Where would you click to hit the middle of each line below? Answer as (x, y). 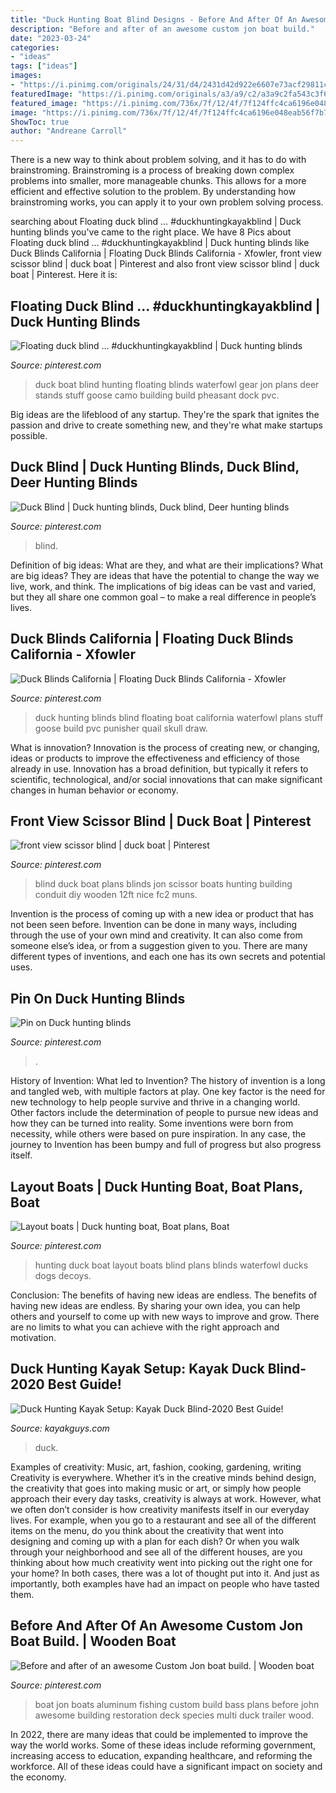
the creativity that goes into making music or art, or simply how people (156, 1488)
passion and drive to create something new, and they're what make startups (166, 425)
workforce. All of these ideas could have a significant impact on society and (166, 1766)
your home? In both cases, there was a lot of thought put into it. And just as (165, 1573)
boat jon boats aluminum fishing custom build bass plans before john (177, 1704)
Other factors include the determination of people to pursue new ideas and (164, 1113)
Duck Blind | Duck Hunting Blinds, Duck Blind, (155, 467)
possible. (29, 435)
